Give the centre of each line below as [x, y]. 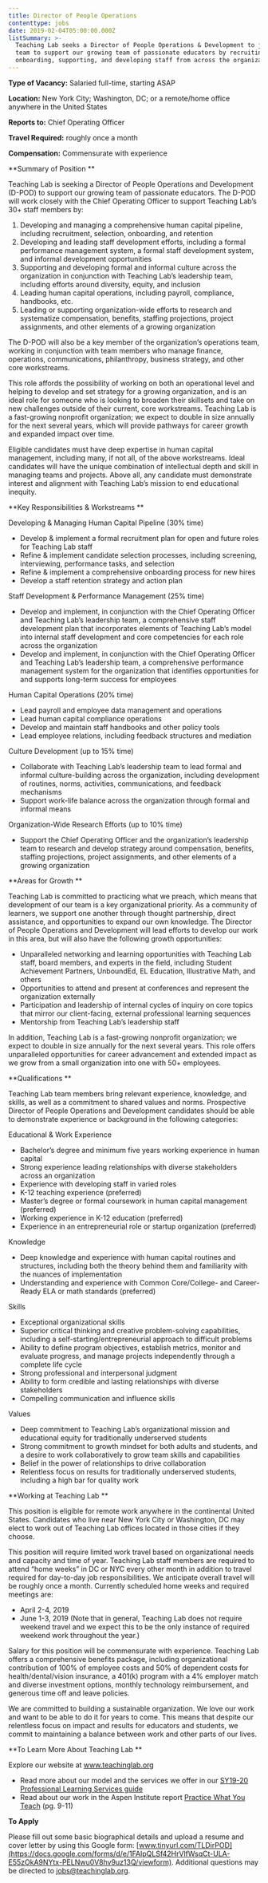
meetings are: [31, 1594]
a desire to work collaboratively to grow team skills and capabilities [130, 1455]
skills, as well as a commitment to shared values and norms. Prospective [127, 1102]
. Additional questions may [215, 1862]
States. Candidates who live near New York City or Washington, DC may [126, 1519]
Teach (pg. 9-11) [46, 1806]
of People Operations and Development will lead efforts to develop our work [133, 930]
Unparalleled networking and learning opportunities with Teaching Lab [136, 953]
